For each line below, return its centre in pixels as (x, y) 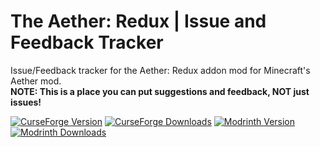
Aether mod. (36, 81)
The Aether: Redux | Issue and (138, 21)
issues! (26, 102)
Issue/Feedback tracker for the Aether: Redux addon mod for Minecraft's (160, 70)
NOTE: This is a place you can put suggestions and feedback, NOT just (160, 91)
